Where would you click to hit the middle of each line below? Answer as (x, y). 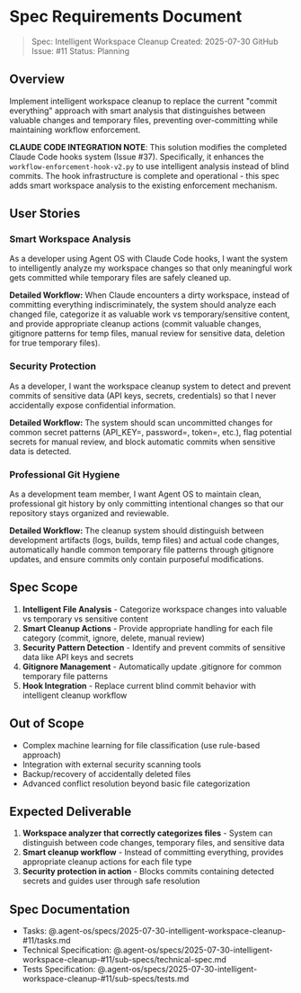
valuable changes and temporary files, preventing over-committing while (144, 120)
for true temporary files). (55, 343)
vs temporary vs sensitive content (85, 619)
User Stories (45, 214)
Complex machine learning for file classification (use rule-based (141, 745)
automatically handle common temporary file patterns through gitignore (142, 550)
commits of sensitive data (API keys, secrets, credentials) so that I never (143, 395)
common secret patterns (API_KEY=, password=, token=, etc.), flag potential (150, 432)
